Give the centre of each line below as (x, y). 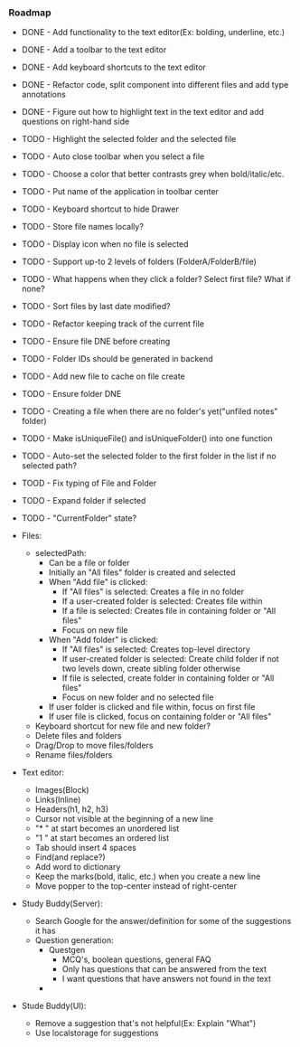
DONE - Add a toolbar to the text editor (94, 50)
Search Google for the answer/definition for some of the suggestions (163, 921)
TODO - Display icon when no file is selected (105, 244)
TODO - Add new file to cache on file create (103, 376)
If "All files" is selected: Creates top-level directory (156, 649)
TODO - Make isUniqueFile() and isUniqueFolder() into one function (147, 439)
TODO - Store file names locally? (82, 227)
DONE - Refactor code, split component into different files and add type (155, 85)
